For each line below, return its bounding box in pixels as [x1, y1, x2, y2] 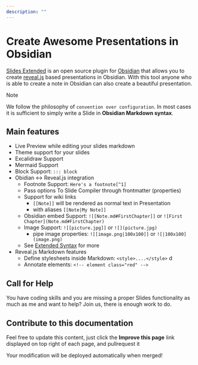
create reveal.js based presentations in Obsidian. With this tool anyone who [6, 73, 192, 81]
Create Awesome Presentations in [6, 34, 179, 48]
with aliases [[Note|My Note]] [32, 206, 106, 213]
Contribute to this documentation [6, 318, 133, 328]
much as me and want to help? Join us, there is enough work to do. [6, 300, 172, 308]
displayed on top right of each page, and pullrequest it [6, 340, 140, 347]
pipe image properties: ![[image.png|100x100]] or [32, 230, 156, 238]
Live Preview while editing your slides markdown [14, 142, 135, 150]
